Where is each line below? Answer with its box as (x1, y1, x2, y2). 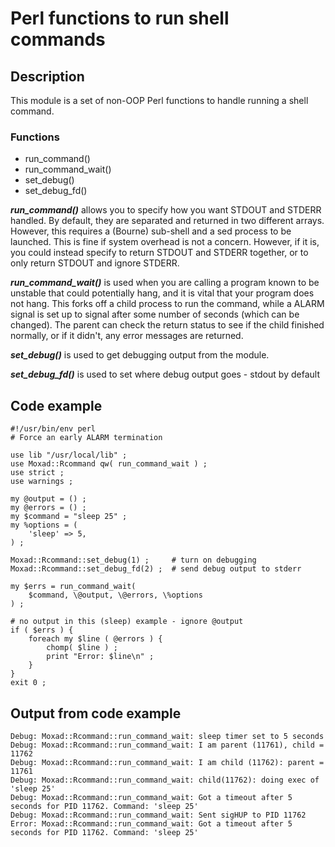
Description (10, 68, 85, 85)
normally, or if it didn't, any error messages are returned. (10, 330, 244, 342)
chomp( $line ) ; (46, 643, 118, 653)
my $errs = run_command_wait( (10, 582, 137, 592)
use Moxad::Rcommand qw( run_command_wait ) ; (10, 459, 208, 469)
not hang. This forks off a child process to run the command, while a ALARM (10, 298, 325, 310)
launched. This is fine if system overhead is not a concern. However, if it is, (10, 236, 320, 248)
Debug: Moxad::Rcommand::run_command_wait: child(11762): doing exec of (10, 775, 320, 785)
